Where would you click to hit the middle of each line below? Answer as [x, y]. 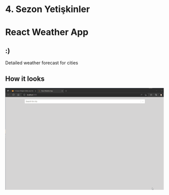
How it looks [25, 79]
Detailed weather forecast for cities [42, 63]
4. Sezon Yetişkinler [48, 9]
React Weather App [47, 32]
